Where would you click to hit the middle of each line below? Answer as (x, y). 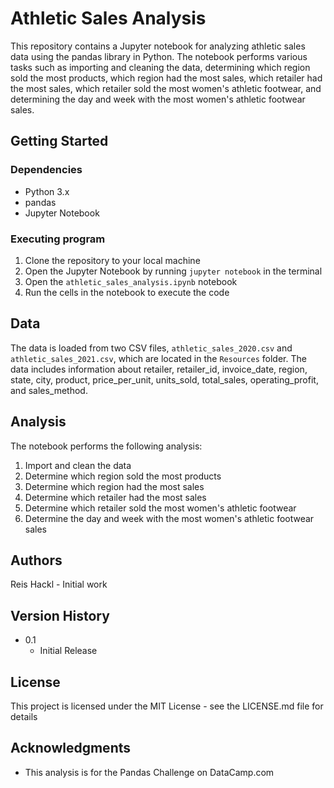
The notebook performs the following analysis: (106, 446)
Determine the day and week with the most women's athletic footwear (169, 518)
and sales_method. (49, 390)
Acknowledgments (71, 748)
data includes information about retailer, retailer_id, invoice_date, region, (159, 369)
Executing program (58, 239)
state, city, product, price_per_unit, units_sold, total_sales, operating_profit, (164, 379)
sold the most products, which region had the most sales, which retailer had (166, 78)
